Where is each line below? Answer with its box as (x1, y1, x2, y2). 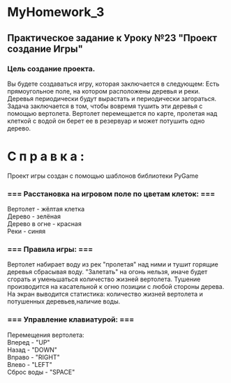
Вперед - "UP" (7, 338, 50, 346)
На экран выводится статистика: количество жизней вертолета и (7, 290, 204, 299)
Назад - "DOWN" (7, 345, 58, 354)
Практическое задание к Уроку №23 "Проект (7, 32, 218, 44)
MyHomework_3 (7, 4, 105, 20)
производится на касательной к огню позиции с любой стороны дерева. (7, 283, 225, 291)
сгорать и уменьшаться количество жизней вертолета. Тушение (7, 275, 201, 283)
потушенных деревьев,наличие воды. (7, 297, 121, 306)
